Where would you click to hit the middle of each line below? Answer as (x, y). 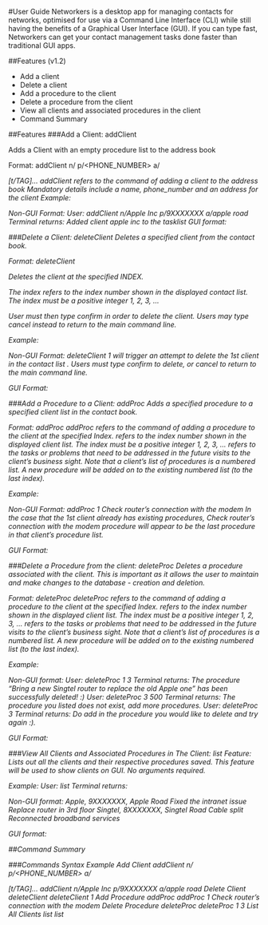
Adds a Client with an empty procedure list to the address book (112, 150)
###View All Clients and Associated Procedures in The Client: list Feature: (130, 753)
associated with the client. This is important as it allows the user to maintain (134, 574)
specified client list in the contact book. (73, 412)
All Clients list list (36, 914)
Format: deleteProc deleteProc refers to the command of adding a (117, 598)
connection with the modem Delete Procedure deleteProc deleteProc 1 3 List (134, 905)
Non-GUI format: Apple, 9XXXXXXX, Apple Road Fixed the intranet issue (128, 801)
